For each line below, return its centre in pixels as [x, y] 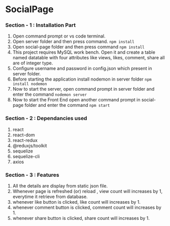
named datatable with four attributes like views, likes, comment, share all [89, 58]
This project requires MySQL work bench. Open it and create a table [84, 52]
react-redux [25, 140]
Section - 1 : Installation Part [41, 25]
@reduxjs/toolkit [30, 145]
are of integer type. [33, 63]
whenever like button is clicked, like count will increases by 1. [76, 202]
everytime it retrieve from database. [50, 197]
